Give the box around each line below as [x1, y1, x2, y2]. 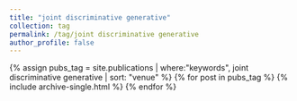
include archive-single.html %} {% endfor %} [9, 81, 177, 92]
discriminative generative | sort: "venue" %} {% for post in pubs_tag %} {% [9, 72, 288, 83]
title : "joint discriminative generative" [9, 13, 171, 22]
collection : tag [9, 21, 70, 30]
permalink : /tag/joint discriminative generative [9, 29, 200, 38]
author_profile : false [9, 38, 94, 47]
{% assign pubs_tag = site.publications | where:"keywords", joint [9, 63, 249, 73]
